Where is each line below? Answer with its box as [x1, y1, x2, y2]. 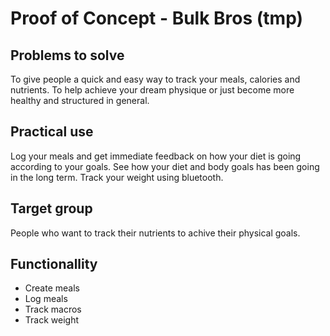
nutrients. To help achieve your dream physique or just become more [10, 84, 295, 96]
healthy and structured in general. [10, 95, 150, 106]
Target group [10, 200, 93, 217]
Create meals [24, 282, 80, 294]
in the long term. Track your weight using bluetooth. [10, 171, 224, 183]
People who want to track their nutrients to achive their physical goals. [10, 227, 301, 239]
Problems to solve [10, 47, 125, 64]
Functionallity [10, 256, 98, 273]
